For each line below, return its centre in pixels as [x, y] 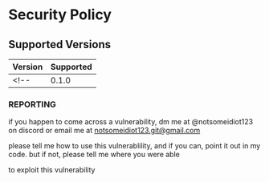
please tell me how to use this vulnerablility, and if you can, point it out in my [134, 146]
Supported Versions [59, 44]
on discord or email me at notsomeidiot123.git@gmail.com [104, 131]
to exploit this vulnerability [52, 170]
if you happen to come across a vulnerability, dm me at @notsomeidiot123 [131, 122]
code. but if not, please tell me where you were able [94, 155]
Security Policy [60, 15]
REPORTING [32, 104]
